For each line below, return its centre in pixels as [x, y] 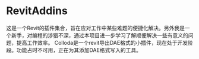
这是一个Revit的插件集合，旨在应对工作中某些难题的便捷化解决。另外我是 [96, 28]
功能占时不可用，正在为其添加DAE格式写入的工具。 [79, 50]
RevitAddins [37, 11]
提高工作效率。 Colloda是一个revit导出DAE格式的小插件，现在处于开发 [102, 42]
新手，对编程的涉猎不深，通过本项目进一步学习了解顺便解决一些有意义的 [99, 35]
